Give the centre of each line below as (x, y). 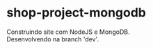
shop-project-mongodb (76, 13)
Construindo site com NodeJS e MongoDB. (68, 32)
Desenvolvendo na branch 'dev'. (53, 39)
